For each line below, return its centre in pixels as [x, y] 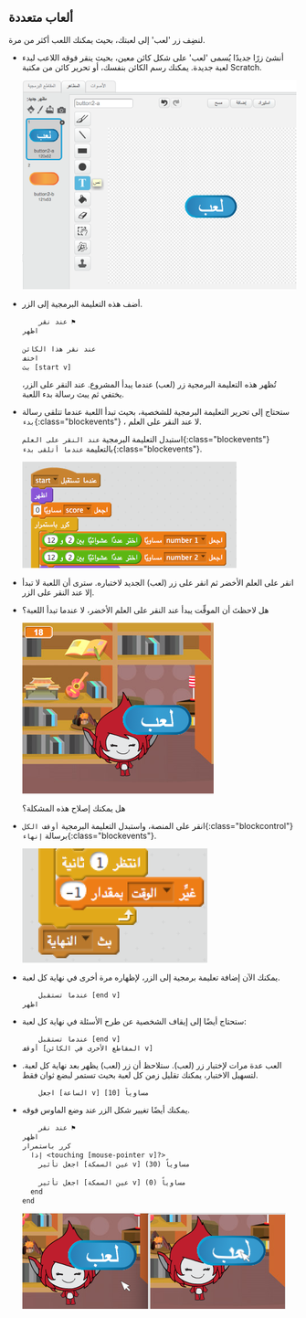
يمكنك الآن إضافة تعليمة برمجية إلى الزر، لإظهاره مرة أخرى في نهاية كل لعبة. [151, 977]
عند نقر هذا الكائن [59, 349]
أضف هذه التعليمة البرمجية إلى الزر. [82, 303]
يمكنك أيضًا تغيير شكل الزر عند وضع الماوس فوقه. [106, 1110]
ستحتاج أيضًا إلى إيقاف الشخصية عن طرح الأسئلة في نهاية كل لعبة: [134, 1021]
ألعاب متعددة [41, 18]
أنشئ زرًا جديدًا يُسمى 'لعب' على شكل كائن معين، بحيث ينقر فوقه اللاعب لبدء [153, 58]
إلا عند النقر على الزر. [58, 592]
